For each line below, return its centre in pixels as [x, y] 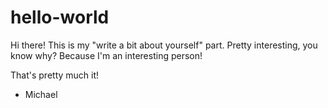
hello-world [60, 17]
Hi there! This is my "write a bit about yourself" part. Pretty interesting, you [164, 45]
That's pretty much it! [55, 75]
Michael [41, 94]
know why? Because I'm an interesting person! [106, 55]
